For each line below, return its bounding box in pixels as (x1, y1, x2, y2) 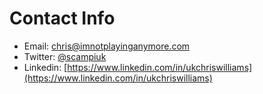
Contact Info (9, 7, 116, 30)
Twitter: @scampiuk (23, 50, 107, 62)
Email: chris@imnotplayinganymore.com (23, 40, 191, 52)
